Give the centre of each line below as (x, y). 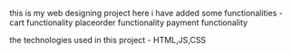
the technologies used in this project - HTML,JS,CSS (108, 40)
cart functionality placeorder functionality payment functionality (128, 22)
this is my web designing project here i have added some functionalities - (146, 13)
